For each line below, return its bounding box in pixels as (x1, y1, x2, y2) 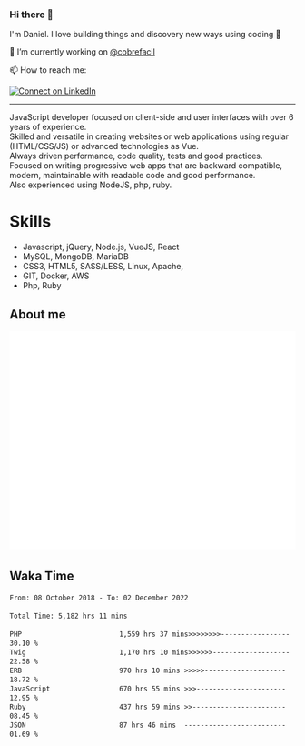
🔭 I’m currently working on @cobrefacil (9, 46, 156, 57)
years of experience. (9, 122, 87, 133)
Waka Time (9, 568, 74, 583)
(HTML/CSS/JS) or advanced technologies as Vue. (9, 141, 200, 152)
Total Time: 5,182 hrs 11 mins (9, 611, 128, 621)
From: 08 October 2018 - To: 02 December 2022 (9, 593, 189, 603)
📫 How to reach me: (9, 65, 87, 76)
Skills (9, 211, 52, 232)
